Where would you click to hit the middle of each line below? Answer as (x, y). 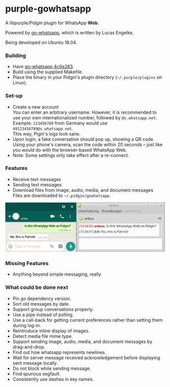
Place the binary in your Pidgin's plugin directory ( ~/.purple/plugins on (87, 77)
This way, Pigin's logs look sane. (47, 134)
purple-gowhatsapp (48, 9)
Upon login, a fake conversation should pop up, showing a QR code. (83, 139)
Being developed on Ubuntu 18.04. (41, 42)
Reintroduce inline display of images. (51, 331)
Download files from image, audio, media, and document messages (83, 190)
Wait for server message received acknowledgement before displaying (86, 358)
